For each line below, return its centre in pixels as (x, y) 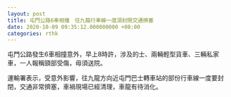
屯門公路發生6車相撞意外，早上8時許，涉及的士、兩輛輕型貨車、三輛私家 (113, 54)
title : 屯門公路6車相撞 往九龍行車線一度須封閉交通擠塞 (81, 20)
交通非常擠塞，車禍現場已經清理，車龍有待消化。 (91, 87)
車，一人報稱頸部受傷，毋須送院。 (57, 63)
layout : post (26, 14)
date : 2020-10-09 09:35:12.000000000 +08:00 (74, 27)
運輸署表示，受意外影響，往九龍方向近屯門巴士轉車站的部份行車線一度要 (112, 78)
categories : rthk (33, 33)
